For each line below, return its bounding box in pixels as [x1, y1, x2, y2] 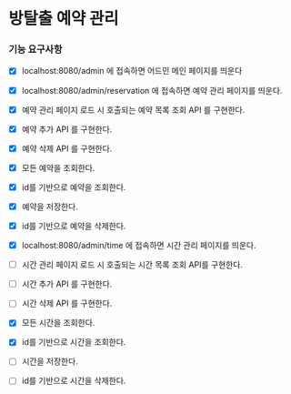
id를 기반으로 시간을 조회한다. [21, 337, 126, 348]
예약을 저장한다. [21, 201, 78, 212]
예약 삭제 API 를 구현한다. [21, 143, 113, 154]
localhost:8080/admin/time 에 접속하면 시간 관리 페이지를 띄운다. [21, 240, 256, 251]
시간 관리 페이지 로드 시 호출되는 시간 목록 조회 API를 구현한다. [21, 259, 243, 270]
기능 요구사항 [8, 43, 63, 56]
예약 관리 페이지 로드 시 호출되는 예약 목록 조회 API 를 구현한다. [21, 104, 246, 115]
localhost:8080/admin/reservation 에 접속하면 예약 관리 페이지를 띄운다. [21, 85, 283, 96]
